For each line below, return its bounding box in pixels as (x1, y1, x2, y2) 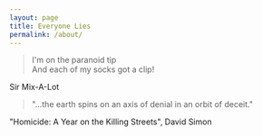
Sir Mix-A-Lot (9, 82, 60, 93)
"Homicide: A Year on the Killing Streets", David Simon (9, 116, 212, 127)
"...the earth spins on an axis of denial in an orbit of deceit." (31, 99, 254, 110)
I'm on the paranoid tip (31, 55, 117, 66)
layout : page (9, 13, 59, 23)
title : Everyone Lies (9, 22, 92, 31)
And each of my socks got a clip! (31, 64, 155, 75)
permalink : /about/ (9, 30, 83, 39)
